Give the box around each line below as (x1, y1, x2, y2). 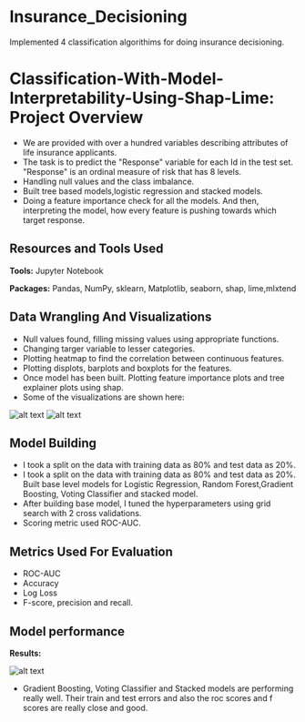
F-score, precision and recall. (22, 597, 134, 608)
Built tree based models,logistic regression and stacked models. (22, 185, 264, 197)
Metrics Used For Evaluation (9, 544, 173, 559)
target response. (22, 214, 86, 225)
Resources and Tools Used (9, 241, 164, 257)
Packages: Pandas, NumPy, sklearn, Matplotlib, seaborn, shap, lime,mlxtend (9, 282, 297, 293)
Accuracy (22, 578, 59, 589)
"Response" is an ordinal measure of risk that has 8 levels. (22, 166, 242, 177)
